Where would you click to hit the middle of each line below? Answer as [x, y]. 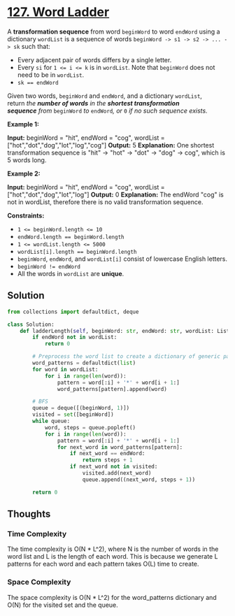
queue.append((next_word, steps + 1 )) [139, 480]
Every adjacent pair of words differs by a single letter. [94, 59]
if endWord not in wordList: [75, 337]
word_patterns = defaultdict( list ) [84, 363]
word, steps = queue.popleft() [90, 427]
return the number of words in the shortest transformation [93, 103]
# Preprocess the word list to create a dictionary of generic [126, 357]
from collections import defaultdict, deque [73, 312]
